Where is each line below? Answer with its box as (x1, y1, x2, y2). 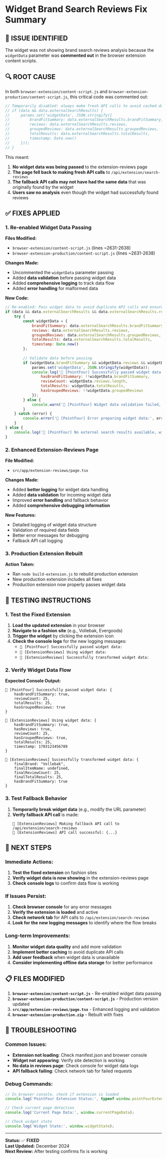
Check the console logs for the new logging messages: (12, 638, 127, 644)
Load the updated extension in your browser (12, 622, 105, 628)
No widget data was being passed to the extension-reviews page (12, 163, 148, 170)
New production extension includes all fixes (12, 577, 102, 582)
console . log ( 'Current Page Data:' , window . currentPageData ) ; (5, 1110, 135, 1115)
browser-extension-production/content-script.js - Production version (12, 996, 158, 1002)
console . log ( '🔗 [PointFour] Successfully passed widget (31, 370, 150, 375)
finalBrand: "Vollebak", (14, 761, 66, 767)
